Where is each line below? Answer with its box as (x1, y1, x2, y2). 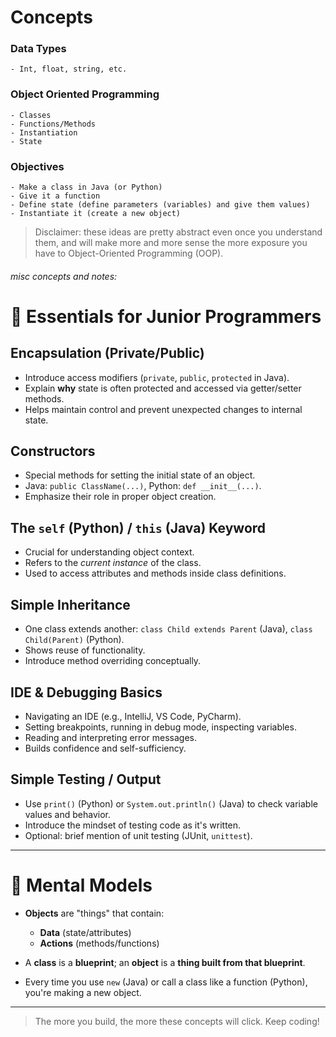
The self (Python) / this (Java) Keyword (10, 519, 267, 536)
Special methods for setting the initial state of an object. (24, 469, 256, 481)
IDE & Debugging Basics (10, 684, 163, 701)
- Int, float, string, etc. (10, 64, 128, 75)
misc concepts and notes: (10, 270, 118, 282)
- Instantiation (10, 127, 78, 138)
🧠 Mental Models (10, 874, 153, 896)
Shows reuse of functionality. (24, 644, 146, 656)
